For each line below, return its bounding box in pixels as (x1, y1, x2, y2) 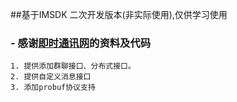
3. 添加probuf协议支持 (10, 83, 96, 93)
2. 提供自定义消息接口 (10, 72, 92, 82)
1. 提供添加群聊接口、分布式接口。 (10, 61, 136, 72)
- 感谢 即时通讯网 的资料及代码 (10, 36, 152, 50)
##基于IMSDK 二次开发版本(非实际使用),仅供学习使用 (10, 9, 228, 20)
